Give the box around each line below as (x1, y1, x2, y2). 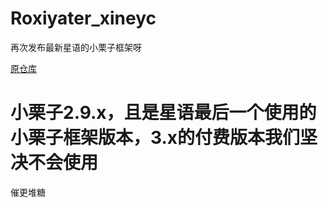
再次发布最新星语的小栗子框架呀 (10, 41, 142, 53)
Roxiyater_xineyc (10, 7, 157, 30)
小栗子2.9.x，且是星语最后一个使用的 (10, 102, 317, 124)
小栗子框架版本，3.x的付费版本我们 (10, 127, 301, 149)
